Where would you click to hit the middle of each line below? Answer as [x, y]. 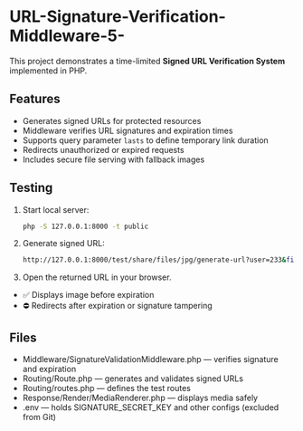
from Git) [39, 417]
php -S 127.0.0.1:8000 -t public [85, 226]
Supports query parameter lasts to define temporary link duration [145, 140]
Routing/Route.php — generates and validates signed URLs [133, 378]
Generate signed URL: [64, 244]
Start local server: [56, 209]
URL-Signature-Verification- [118, 17]
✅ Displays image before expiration [88, 295]
